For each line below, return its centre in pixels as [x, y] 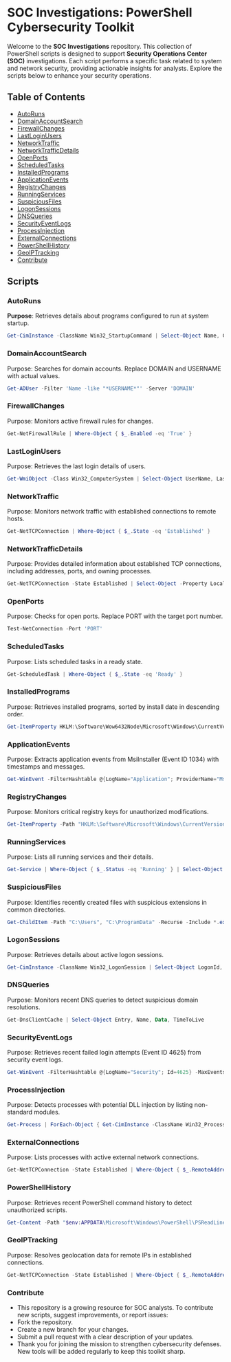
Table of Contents [46, 97]
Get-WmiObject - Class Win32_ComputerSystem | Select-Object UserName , [110, 479]
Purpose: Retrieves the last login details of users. [76, 466]
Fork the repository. [45, 1322]
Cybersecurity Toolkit [71, 27]
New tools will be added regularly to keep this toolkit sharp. [101, 1351]
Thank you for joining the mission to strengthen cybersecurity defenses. [119, 1344]
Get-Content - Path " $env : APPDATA [55, 1222]
